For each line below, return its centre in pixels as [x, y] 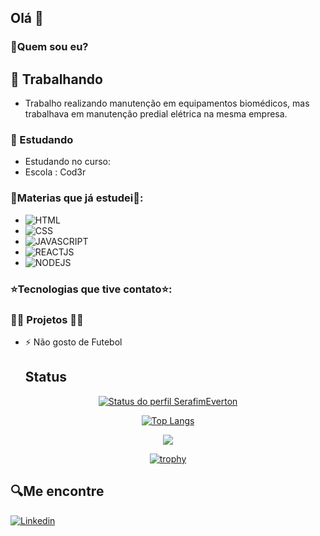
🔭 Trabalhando [56, 79]
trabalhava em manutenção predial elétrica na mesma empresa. [156, 114]
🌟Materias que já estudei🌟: [77, 198]
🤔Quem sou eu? [49, 47]
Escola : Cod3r [55, 172]
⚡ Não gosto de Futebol [73, 342]
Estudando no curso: [68, 162]
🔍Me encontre [57, 491]
